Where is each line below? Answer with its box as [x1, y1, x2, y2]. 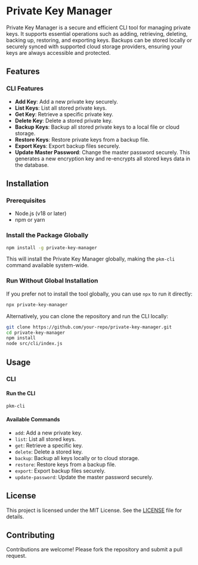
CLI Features [6, 85, 44, 93]
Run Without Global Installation [6, 277, 98, 285]
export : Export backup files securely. [14, 467, 106, 474]
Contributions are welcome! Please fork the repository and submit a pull [6, 546, 183, 553]
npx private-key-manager [6, 302, 68, 308]
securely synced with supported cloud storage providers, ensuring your [6, 43, 183, 50]
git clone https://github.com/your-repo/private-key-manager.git [6, 324, 172, 330]
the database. [14, 161, 49, 168]
